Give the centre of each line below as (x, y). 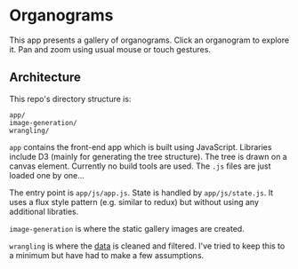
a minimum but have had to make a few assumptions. (107, 255)
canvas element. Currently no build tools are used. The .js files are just (140, 166)
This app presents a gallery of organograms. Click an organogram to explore (149, 40)
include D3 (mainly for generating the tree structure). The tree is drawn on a (148, 156)
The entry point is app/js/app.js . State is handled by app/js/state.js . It (141, 193)
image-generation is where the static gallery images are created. (127, 228)
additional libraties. (44, 211)
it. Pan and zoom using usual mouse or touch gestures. (110, 49)
